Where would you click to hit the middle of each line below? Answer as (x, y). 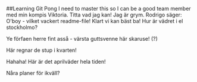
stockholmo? (22, 27)
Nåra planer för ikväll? (33, 73)
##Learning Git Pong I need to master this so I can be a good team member (99, 9)
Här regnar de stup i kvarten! (42, 50)
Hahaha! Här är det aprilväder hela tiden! (56, 62)
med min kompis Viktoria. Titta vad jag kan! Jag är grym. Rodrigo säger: (94, 15)
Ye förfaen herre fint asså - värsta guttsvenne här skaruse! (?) (82, 39)
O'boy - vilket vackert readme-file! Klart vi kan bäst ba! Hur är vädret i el (95, 21)
